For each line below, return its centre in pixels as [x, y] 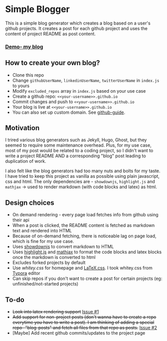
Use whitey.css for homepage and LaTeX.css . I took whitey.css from [83, 268]
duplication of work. [26, 161]
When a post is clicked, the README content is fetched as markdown [83, 225]
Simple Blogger [37, 9]
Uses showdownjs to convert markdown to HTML [63, 247]
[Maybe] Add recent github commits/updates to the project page [79, 333]
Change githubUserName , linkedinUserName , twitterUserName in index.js [86, 80]
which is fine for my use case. [43, 241]
